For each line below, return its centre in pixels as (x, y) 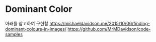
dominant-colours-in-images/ (36, 29)
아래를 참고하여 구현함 (27, 23)
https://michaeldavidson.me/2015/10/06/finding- (100, 23)
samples (14, 34)
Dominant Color (39, 9)
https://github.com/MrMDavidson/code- (109, 29)
